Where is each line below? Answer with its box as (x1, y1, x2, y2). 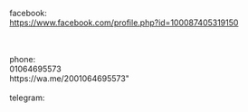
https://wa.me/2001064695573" (9, 73, 129, 84)
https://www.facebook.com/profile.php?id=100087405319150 (9, 17, 239, 28)
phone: (9, 54, 36, 64)
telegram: (9, 92, 45, 103)
